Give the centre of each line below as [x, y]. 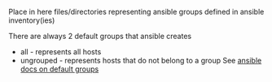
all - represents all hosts [61, 52]
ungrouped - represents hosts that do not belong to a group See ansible [141, 60]
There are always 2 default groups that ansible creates [100, 36]
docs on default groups [59, 69]
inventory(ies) [32, 20]
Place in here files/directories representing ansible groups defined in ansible [136, 12]
